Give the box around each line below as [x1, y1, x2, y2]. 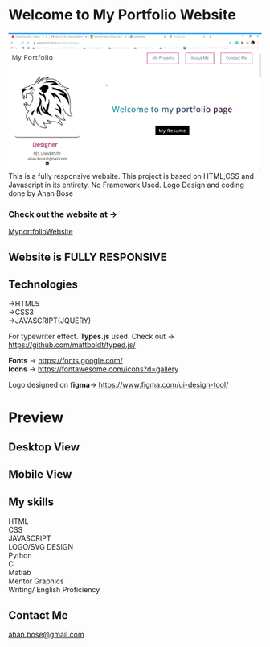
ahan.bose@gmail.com [8, 630, 84, 640]
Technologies [8, 278, 79, 292]
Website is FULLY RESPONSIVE [8, 250, 167, 263]
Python [8, 550, 32, 561]
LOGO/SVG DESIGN [8, 542, 74, 552]
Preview [8, 409, 64, 426]
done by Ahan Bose [8, 188, 74, 198]
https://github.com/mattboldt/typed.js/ [8, 340, 136, 350]
